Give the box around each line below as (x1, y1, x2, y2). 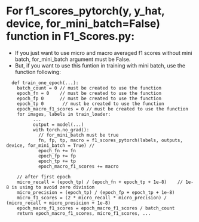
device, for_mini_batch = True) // (6, 142, 95, 149)
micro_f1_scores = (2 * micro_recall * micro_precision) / (17, 195, 167, 201)
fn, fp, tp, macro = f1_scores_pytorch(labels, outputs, (38, 137, 183, 143)
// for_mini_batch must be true (38, 132, 119, 138)
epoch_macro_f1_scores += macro (38, 163, 119, 169)
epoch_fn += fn (38, 147, 76, 153)
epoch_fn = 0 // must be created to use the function (17, 90, 162, 96)
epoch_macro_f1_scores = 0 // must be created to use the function (17, 106, 188, 112)
